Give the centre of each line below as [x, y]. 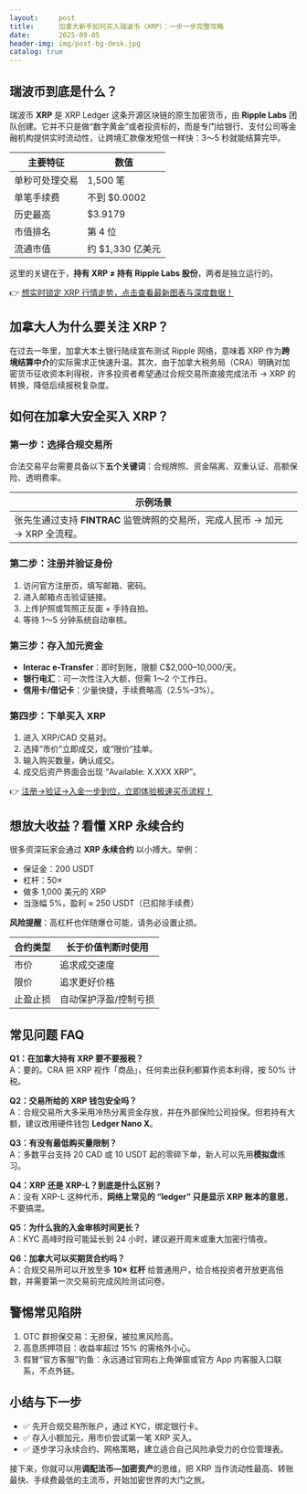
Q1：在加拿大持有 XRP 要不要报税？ [77, 1058]
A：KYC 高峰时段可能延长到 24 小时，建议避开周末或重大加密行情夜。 [141, 1238]
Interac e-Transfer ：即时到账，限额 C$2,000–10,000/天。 [132, 667]
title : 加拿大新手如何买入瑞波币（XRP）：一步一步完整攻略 [116, 26]
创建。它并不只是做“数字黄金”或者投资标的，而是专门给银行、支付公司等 [153, 126]
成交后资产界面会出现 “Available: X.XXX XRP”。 [111, 772]
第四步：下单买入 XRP [58, 715]
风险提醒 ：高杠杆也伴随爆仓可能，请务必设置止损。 [106, 923]
